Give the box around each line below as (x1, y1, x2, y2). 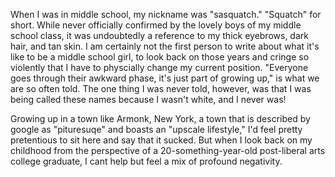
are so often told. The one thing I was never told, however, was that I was (10, 83, 312, 94)
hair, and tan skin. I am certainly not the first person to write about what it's (10, 40, 320, 52)
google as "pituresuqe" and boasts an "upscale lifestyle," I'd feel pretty (10, 124, 303, 135)
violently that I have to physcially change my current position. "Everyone (10, 62, 309, 73)
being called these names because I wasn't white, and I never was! (10, 94, 287, 105)
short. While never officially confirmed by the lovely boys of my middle (10, 19, 302, 31)
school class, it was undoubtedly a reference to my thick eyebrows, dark (10, 30, 309, 41)
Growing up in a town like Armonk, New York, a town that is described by (10, 113, 311, 124)
